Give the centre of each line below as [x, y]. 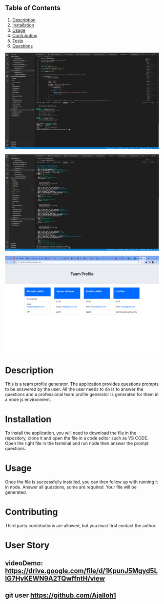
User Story [27, 545]
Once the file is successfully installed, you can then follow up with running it [82, 482]
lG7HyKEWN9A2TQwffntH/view [55, 579]
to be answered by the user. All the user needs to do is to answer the [74, 389]
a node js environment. [28, 399]
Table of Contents [33, 8]
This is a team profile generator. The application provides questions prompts [82, 384]
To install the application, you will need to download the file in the [71, 433]
